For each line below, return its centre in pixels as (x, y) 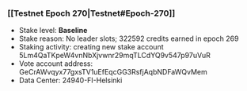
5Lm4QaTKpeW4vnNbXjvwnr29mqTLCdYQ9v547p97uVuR (115, 56)
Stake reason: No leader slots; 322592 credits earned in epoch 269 (129, 38)
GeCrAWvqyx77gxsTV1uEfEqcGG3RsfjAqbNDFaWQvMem (113, 72)
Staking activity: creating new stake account (91, 47)
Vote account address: (56, 64)
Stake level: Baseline (53, 31)
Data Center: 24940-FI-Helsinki (70, 80)
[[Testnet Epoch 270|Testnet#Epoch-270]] (91, 13)
